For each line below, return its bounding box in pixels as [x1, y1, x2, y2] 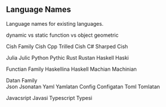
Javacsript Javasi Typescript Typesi [6, 94, 93, 101]
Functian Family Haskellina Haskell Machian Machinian [6, 65, 137, 73]
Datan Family [6, 77, 38, 84]
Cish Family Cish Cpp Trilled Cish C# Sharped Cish [6, 43, 128, 50]
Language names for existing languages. [6, 20, 104, 27]
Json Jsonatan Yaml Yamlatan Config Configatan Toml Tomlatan [6, 83, 160, 90]
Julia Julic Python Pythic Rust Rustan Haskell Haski [6, 54, 129, 61]
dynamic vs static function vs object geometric [6, 32, 119, 39]
